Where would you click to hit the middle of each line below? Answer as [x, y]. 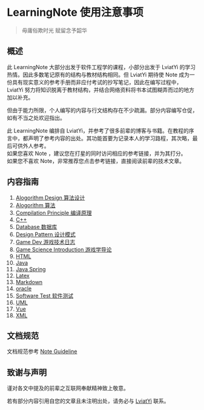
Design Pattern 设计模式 [46, 234]
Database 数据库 [36, 226]
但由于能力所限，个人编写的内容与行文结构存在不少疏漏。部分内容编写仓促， [102, 110]
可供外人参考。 [31, 145]
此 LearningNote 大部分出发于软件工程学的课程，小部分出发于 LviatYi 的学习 [101, 67]
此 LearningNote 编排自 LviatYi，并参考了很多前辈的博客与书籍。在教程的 [98, 130]
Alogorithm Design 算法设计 [50, 197]
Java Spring [31, 269]
